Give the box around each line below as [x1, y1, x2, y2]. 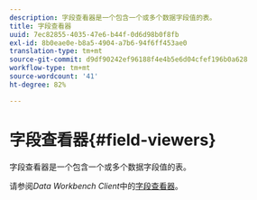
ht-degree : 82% [9, 80, 67, 89]
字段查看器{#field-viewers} [9, 130, 216, 150]
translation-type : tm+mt [9, 47, 103, 56]
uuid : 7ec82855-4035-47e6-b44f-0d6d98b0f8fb [9, 30, 179, 39]
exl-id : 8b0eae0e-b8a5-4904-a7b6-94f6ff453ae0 [9, 38, 188, 48]
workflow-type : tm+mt [9, 64, 91, 73]
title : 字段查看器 [9, 22, 72, 31]
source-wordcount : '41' [9, 72, 99, 81]
